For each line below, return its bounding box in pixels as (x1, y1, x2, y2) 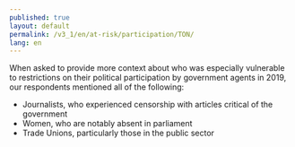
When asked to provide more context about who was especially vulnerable (9, 63, 285, 73)
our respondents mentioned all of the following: (9, 82, 185, 92)
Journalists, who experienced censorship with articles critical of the (22, 99, 273, 110)
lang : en (9, 38, 42, 48)
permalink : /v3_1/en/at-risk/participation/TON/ (9, 30, 195, 39)
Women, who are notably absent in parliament (22, 118, 193, 129)
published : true (9, 13, 70, 22)
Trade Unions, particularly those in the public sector (22, 127, 215, 139)
